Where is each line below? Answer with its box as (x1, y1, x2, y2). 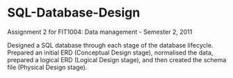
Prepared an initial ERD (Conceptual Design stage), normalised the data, (7, 48, 214, 57)
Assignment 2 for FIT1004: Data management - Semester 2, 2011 (7, 28, 193, 36)
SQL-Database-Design (7, 5, 140, 21)
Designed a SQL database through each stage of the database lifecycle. (7, 41, 214, 49)
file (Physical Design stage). (7, 63, 88, 71)
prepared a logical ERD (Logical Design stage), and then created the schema (7, 55, 227, 64)
